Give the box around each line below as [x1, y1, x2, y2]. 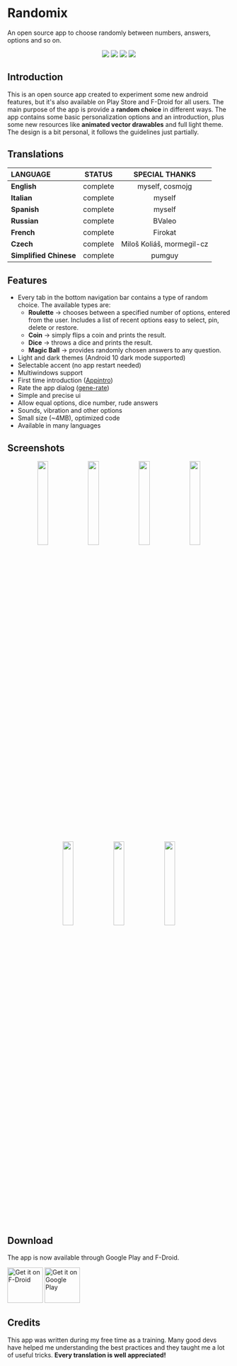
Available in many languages [17, 421, 101, 430]
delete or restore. [28, 323, 79, 332]
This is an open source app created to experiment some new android [7, 90, 209, 99]
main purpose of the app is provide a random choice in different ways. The [7, 105, 226, 113]
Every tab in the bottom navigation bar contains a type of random [17, 293, 208, 302]
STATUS [84, 169, 113, 179]
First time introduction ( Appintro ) [17, 376, 113, 384]
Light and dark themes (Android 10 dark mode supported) [17, 353, 186, 362]
